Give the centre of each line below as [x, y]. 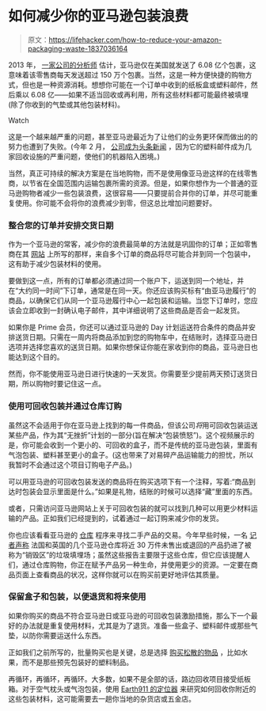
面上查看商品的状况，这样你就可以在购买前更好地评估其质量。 [122, 574]
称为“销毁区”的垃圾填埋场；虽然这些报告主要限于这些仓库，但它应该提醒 [126, 554]
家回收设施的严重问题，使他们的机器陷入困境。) [84, 156]
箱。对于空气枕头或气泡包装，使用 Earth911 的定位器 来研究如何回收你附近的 [132, 689]
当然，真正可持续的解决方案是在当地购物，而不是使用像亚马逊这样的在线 [126, 173]
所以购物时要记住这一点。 [63, 384]
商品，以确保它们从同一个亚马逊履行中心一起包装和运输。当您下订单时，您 [129, 301]
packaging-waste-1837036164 [78, 48]
